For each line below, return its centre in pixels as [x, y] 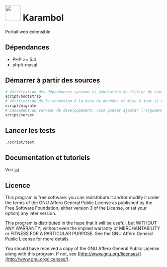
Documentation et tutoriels [48, 157]
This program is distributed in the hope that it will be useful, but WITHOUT [81, 223]
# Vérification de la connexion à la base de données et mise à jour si [82, 101]
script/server [20, 115]
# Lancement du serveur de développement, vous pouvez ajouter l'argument [84, 111]
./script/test [20, 142]
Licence [18, 185]
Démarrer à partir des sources [53, 81]
